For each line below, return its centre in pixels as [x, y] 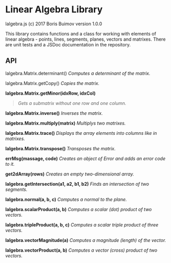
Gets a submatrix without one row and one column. [72, 103]
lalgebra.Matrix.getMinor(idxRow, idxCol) [50, 93]
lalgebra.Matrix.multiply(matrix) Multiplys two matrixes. [66, 123]
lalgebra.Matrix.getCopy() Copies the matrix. [52, 83]
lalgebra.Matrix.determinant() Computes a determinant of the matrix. [78, 73]
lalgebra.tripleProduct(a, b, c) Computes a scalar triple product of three [82, 224]
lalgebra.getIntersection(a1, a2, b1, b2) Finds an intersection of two [77, 184]
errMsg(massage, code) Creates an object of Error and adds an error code [85, 159]
